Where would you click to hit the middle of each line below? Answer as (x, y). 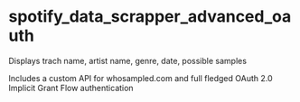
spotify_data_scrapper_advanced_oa (150, 17)
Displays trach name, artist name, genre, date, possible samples (128, 60)
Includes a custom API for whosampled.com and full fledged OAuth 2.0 (141, 78)
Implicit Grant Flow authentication (71, 88)
